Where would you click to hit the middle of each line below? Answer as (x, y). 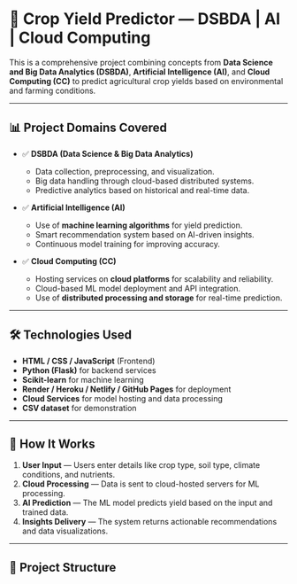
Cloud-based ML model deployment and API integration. (138, 288)
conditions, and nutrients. (69, 475)
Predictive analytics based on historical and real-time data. (142, 190)
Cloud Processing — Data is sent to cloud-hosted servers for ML (141, 484)
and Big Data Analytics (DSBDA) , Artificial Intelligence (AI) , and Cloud (140, 72)
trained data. (45, 512)
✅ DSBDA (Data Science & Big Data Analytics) (107, 153)
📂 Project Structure (63, 567)
